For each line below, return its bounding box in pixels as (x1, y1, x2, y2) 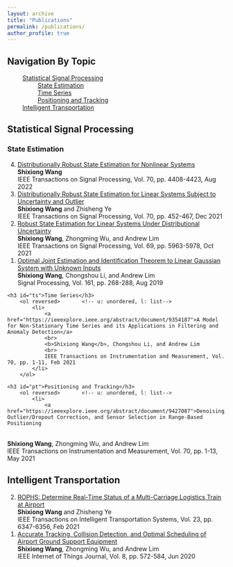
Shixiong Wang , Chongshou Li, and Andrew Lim (17, 271, 155, 279)
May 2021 (7, 454, 35, 463)
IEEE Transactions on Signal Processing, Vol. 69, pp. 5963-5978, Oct (17, 241, 214, 250)
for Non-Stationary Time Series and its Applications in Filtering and (7, 322, 218, 329)
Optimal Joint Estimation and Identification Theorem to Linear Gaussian (17, 256, 221, 264)
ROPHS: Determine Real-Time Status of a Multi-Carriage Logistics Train (17, 493, 222, 501)
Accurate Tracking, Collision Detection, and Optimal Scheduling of (17, 529, 207, 538)
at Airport (17, 500, 45, 509)
